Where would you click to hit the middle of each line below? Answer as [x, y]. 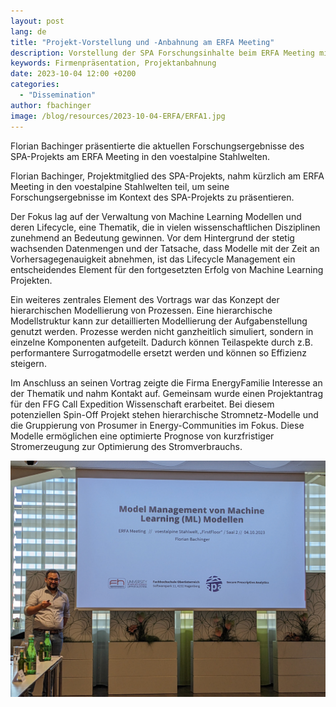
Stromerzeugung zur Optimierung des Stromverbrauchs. [126, 446]
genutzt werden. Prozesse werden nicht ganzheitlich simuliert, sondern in [162, 331]
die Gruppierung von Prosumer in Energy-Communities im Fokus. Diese [157, 425]
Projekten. [31, 280]
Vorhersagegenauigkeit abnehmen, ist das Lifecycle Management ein [153, 259]
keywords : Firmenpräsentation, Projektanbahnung [113, 63]
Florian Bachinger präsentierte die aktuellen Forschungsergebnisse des [157, 146]
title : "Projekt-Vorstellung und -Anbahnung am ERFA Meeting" [142, 42]
